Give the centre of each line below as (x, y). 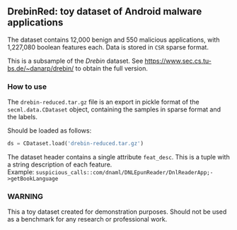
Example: (21, 171)
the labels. (22, 117)
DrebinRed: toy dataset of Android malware (105, 12)
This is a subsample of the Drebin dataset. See (75, 61)
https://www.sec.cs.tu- (178, 61)
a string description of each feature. (60, 164)
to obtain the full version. (112, 68)
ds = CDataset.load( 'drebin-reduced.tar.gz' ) (75, 144)
